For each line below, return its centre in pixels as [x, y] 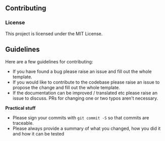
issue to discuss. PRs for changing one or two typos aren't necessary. [85, 98]
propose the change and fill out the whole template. [66, 87]
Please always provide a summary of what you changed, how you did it [87, 128]
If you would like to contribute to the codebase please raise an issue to [86, 82]
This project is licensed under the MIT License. [54, 33]
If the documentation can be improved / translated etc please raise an [85, 93]
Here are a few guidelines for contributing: [49, 61]
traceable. [23, 123]
